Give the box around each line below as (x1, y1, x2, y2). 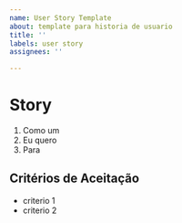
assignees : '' (9, 48, 64, 57)
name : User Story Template (9, 13, 112, 23)
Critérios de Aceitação (9, 171, 139, 186)
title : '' (9, 30, 47, 39)
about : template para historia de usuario (9, 22, 173, 31)
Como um (22, 125, 60, 136)
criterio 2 (22, 205, 57, 216)
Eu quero (22, 134, 57, 146)
